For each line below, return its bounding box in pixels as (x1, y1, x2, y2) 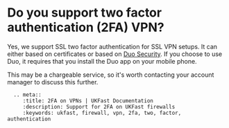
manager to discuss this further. (7, 77, 99, 86)
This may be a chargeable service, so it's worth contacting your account (7, 71, 214, 79)
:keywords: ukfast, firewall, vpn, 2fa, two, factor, (22, 109, 182, 116)
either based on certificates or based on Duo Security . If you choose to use (7, 50, 223, 58)
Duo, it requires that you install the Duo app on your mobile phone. (7, 57, 197, 65)
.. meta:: (13, 91, 42, 98)
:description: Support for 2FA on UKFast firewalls (22, 103, 176, 110)
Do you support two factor (7, 5, 162, 21)
